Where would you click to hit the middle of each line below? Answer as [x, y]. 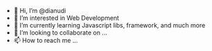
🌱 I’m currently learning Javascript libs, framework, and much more [109, 25]
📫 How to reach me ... [46, 40]
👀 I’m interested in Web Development [66, 18]
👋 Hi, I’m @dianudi [40, 11]
